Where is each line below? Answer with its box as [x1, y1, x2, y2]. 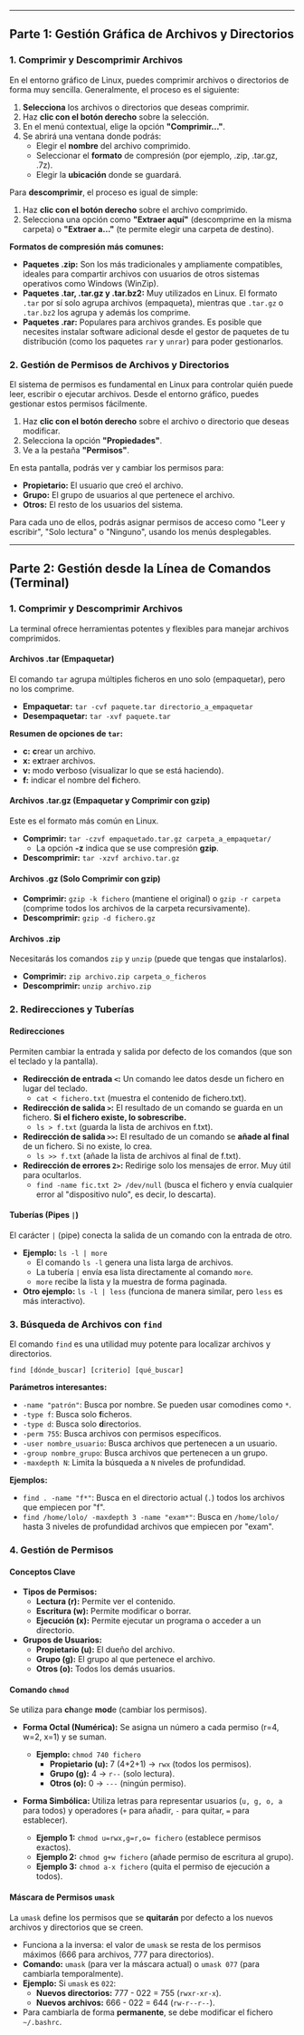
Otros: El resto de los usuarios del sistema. [22, 499, 184, 510]
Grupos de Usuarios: [22, 1634, 102, 1646]
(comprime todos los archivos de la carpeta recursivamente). [22, 903, 251, 914]
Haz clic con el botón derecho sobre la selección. [22, 111, 210, 122]
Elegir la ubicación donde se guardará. [35, 169, 182, 180]
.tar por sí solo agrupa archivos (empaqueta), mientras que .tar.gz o [22, 297, 284, 308]
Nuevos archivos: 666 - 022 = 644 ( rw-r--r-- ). [35, 1997, 215, 2008]
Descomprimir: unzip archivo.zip [22, 980, 152, 991]
